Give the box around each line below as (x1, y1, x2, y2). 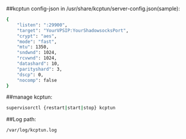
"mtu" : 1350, (17, 44, 49, 50)
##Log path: (6, 116, 37, 123)
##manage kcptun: (6, 93, 52, 100)
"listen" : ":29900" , (17, 22, 68, 28)
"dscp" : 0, (17, 71, 44, 78)
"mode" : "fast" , (17, 39, 58, 45)
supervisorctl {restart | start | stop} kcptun (6, 105, 116, 111)
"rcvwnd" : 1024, (17, 55, 58, 61)
